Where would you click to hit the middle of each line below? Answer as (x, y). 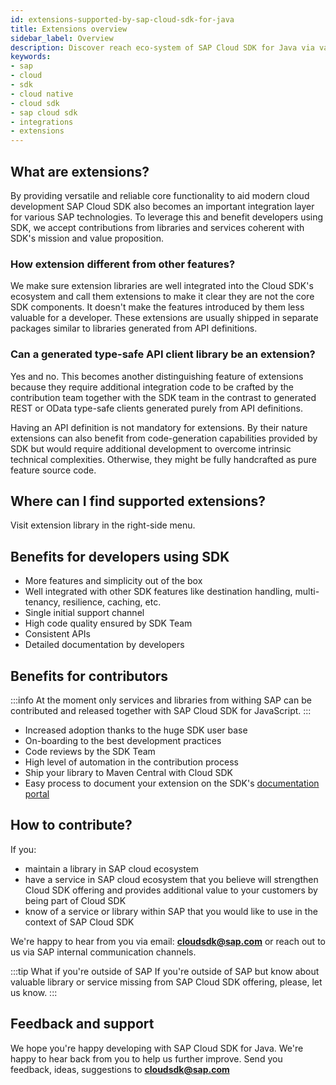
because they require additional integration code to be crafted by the (152, 387)
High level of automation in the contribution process (131, 762)
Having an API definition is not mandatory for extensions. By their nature (159, 427)
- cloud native (42, 94)
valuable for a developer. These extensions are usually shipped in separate (164, 318)
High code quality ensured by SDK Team (108, 623)
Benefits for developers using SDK (120, 556)
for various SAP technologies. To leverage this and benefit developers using (167, 217)
